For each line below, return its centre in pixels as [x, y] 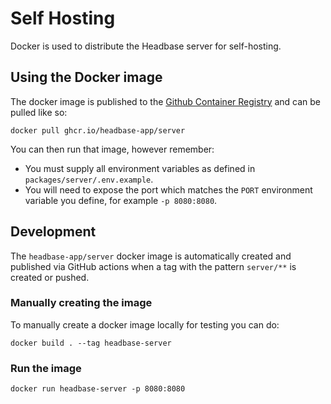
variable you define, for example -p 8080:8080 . [121, 200]
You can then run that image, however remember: [112, 149]
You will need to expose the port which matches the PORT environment [168, 189]
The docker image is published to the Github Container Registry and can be [166, 101]
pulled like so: [39, 112]
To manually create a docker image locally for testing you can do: [145, 324]
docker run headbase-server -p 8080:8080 [98, 389]
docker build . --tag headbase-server [91, 343]
